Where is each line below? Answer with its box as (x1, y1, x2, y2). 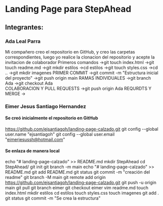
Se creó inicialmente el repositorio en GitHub (5, 115, 98, 121)
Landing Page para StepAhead (5, 3, 132, 15)
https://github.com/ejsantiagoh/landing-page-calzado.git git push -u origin (5, 179, 157, 185)
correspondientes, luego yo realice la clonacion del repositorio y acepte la (5, 54, 155, 60)
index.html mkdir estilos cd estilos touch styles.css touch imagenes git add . (5, 190, 159, 196)
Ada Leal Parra (5, 38, 41, 45)
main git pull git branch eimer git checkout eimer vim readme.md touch (5, 185, 149, 191)
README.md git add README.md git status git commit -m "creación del (5, 169, 150, 175)
